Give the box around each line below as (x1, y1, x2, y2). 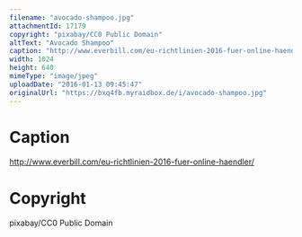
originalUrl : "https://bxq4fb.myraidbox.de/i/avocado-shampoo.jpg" (9, 88, 268, 97)
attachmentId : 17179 (9, 22, 87, 31)
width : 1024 (9, 55, 54, 64)
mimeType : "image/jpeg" (9, 72, 99, 81)
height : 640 (9, 64, 54, 73)
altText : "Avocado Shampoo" (9, 38, 115, 48)
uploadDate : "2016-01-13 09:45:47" (9, 80, 143, 89)
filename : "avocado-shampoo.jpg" (9, 13, 135, 22)
